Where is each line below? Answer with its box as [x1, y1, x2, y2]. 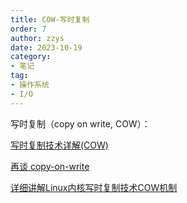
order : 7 [10, 24, 47, 34]
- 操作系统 [10, 80, 50, 90]
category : [10, 52, 52, 62]
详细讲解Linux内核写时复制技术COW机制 [10, 181, 178, 193]
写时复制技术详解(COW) [10, 139, 109, 151]
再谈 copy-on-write [10, 160, 90, 172]
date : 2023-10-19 [10, 42, 83, 53]
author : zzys [10, 33, 65, 43]
